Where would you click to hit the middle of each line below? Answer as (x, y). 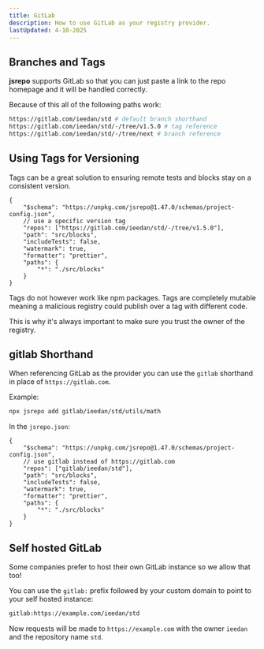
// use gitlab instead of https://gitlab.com (99, 462)
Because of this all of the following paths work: (85, 105)
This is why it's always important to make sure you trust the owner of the (127, 321)
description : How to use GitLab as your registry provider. (110, 23)
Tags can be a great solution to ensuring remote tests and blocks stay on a (130, 177)
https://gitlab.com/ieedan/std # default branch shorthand (108, 119)
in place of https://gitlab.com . (60, 382)
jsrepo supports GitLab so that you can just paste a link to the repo (117, 81)
